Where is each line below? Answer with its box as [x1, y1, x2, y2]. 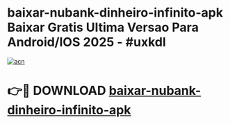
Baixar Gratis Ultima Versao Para [7, 19, 199, 35]
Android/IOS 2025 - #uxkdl [7, 35, 167, 50]
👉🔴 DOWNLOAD [7, 83, 106, 98]
